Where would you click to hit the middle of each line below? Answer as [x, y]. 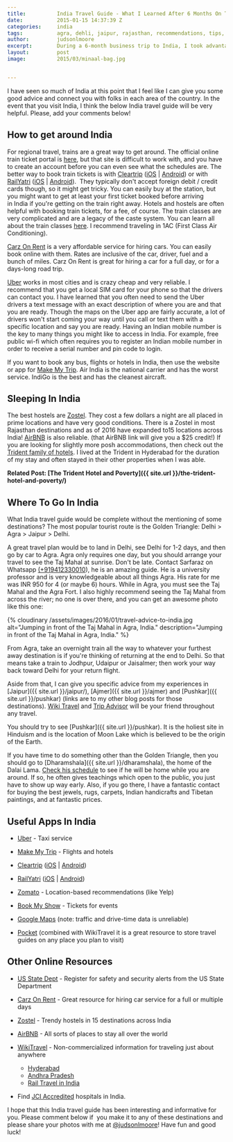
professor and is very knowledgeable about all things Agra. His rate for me [113, 577]
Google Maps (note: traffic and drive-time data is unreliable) [103, 919]
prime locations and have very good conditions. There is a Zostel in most [111, 423]
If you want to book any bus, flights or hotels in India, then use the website [113, 362]
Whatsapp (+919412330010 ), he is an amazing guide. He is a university [109, 570]
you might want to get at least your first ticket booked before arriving [106, 196]
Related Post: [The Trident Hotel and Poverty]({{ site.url [89, 473]
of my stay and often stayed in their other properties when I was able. [106, 460]
